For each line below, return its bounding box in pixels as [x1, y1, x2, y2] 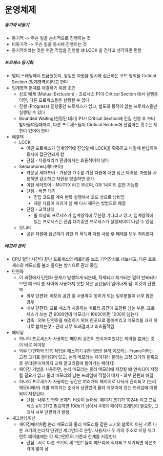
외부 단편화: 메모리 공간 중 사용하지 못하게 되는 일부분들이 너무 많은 [26, 293, 154, 299]
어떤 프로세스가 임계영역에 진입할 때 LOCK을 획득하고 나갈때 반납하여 [26, 145, 158, 151]
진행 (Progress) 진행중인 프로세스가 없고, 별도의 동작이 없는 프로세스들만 [19, 103, 158, 109]
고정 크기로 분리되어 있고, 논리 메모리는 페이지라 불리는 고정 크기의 [19, 354, 145, 360]
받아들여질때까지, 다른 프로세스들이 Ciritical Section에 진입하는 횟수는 [19, 122, 152, 128]
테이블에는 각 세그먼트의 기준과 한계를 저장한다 [28, 433, 117, 439]
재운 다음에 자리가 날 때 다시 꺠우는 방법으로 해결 [33, 200, 126, 206]
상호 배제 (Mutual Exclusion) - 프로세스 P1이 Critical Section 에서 [19, 91, 145, 97]
